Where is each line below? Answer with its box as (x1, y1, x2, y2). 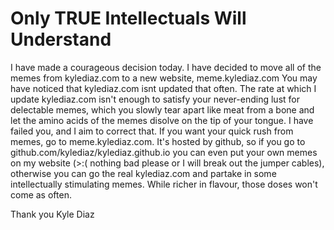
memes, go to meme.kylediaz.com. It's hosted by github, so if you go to (10, 135, 306, 147)
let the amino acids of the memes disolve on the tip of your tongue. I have (10, 114, 314, 126)
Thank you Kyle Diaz (10, 208, 95, 220)
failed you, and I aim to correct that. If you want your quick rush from (10, 125, 294, 137)
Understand (10, 28, 112, 51)
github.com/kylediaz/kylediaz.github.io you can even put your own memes (10, 146, 318, 158)
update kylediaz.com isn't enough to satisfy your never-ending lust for (10, 93, 300, 105)
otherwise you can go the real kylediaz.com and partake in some (10, 167, 277, 179)
